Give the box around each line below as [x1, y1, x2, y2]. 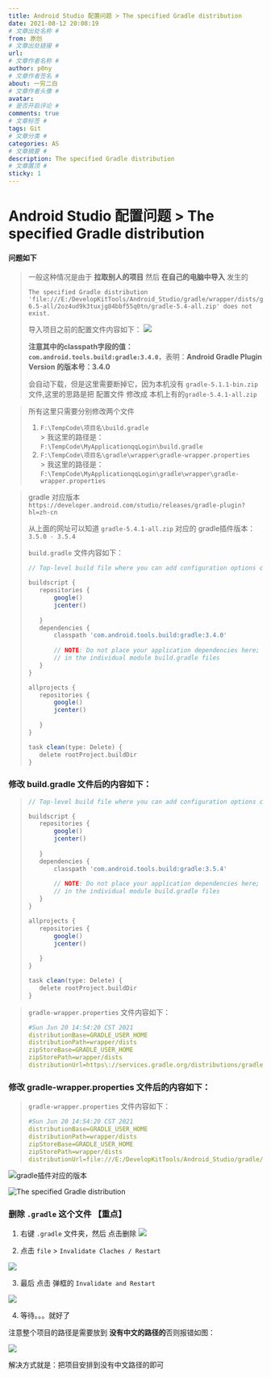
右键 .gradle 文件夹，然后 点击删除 [19, 1228, 137, 1238]
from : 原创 [8, 34, 43, 43]
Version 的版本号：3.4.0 [27, 362, 110, 372]
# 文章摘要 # [8, 147, 48, 155]
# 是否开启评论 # [8, 102, 59, 110]
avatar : [8, 95, 35, 103]
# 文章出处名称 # [8, 27, 59, 35]
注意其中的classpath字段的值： [27, 342, 133, 352]
